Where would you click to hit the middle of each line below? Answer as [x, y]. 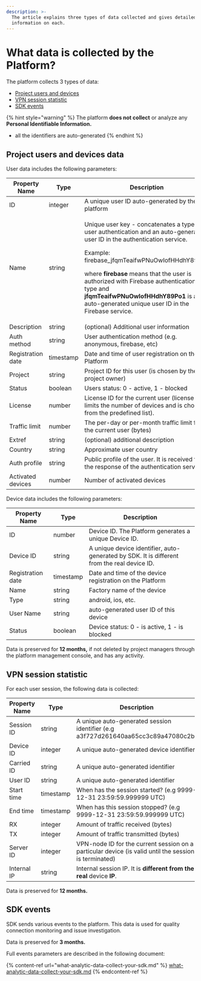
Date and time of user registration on [135, 354]
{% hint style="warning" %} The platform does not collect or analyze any [97, 118]
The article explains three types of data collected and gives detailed [104, 17]
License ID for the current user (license [139, 398]
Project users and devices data [65, 154]
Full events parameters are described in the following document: [86, 953]
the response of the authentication [133, 467]
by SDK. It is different [149, 556]
